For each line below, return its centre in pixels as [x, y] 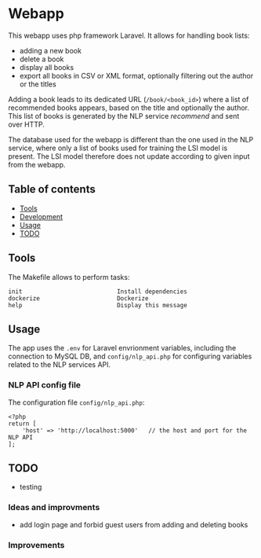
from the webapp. [37, 164]
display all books [47, 67]
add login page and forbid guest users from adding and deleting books [134, 524]
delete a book [42, 59]
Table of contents [52, 189]
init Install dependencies [98, 292]
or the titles [38, 84]
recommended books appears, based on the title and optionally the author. [129, 108]
